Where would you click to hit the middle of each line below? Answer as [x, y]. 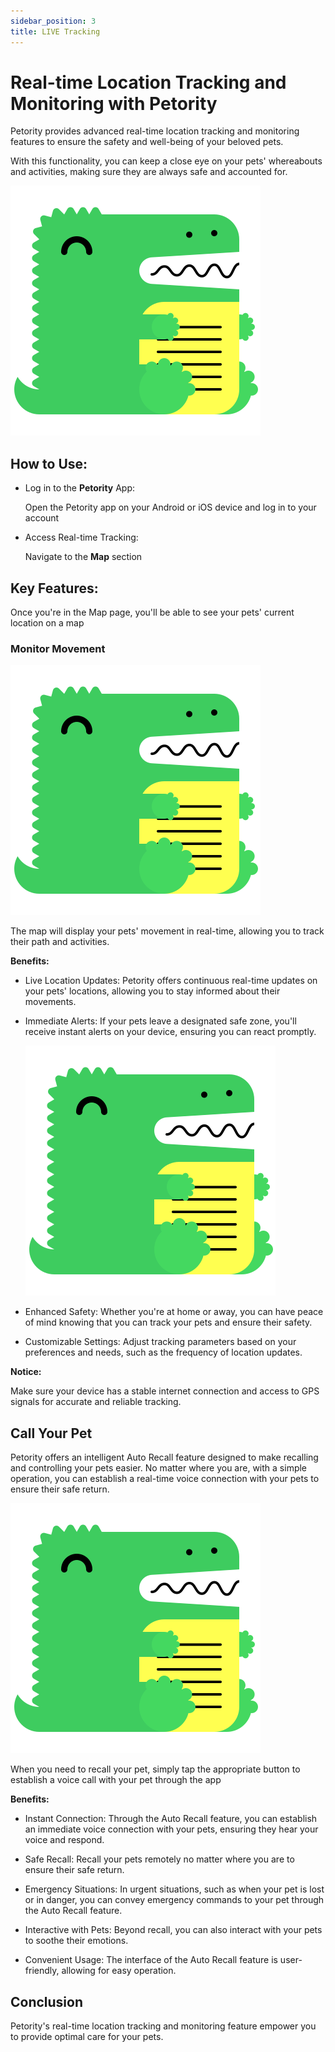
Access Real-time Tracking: [81, 537]
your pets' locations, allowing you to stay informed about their [152, 991]
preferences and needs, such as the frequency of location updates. [163, 1352]
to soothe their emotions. [76, 1941]
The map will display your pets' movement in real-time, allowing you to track [167, 931]
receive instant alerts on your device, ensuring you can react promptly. [170, 1032]
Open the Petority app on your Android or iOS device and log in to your [170, 507]
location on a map [47, 623]
